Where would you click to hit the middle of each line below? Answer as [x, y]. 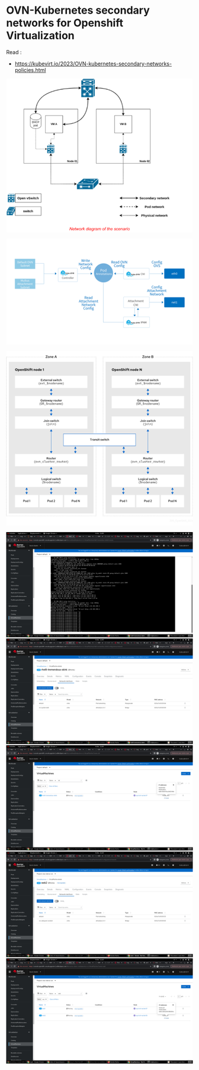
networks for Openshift [65, 23]
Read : [14, 52]
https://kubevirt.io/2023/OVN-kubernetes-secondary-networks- [93, 64]
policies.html [30, 70]
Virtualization [41, 36]
